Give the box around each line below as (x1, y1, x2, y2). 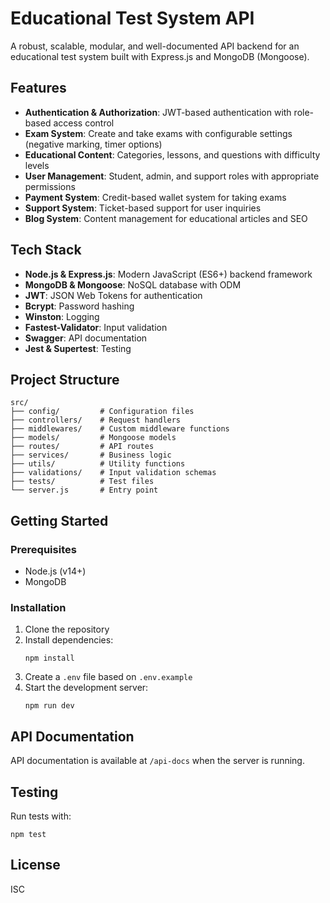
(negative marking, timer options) (24, 138, 163, 150)
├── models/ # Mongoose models (10, 433, 177, 443)
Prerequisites (10, 542, 77, 556)
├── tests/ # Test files (10, 477, 155, 487)
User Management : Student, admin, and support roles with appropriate (24, 170, 320, 182)
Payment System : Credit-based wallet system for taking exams (24, 191, 287, 203)
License (10, 857, 61, 874)
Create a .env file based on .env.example (24, 671, 193, 683)
